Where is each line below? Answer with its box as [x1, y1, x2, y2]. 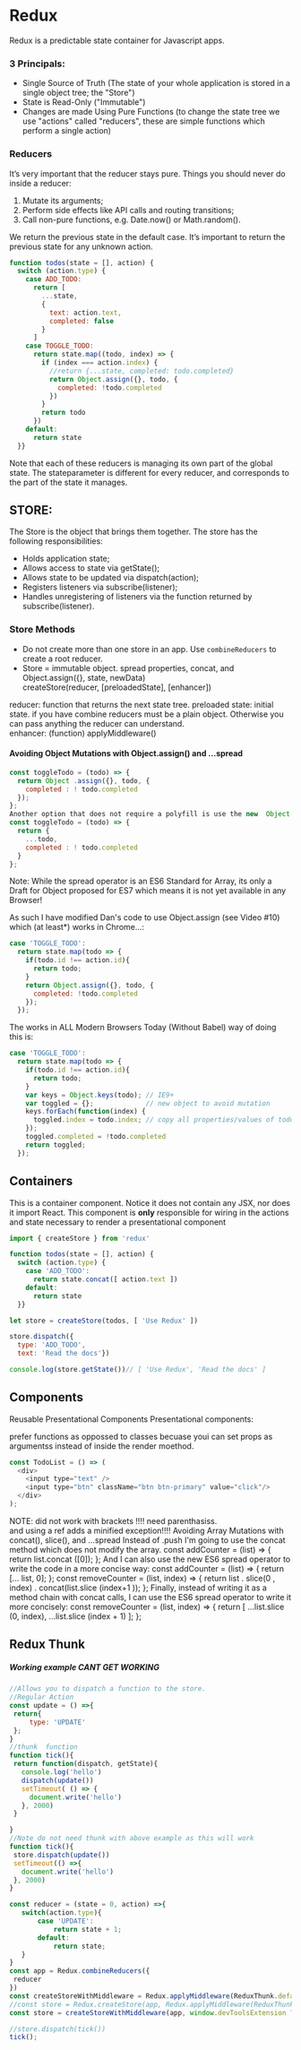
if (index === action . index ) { [41, 358, 159, 367]
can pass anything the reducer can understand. [9, 718, 185, 728]
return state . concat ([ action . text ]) [32, 1275, 178, 1284]
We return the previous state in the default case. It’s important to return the [9, 231, 286, 242]
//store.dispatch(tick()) [9, 2024, 106, 2034]
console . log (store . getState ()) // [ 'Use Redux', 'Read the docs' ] [9, 1365, 267, 1374]
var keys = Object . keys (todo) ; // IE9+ [25, 1090, 175, 1099]
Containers [9, 1174, 73, 1189]
